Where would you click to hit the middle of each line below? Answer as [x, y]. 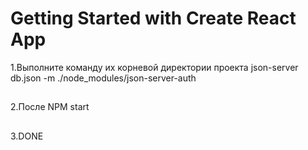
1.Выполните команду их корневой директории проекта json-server [154, 67]
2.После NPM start [50, 107]
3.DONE [27, 136]
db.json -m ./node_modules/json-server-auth [103, 78]
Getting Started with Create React [153, 18]
